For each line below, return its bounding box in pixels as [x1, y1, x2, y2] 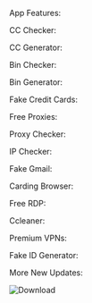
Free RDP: [9, 198, 46, 208]
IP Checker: [9, 147, 53, 156]
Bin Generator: [9, 77, 63, 88]
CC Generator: [9, 42, 63, 53]
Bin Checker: [9, 60, 57, 70]
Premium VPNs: [9, 232, 67, 243]
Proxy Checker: [9, 129, 67, 139]
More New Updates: [9, 267, 83, 278]
